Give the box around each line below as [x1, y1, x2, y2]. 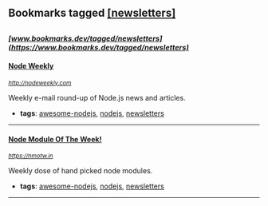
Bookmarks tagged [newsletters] [8, 6, 176, 20]
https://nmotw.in [8, 152, 53, 160]
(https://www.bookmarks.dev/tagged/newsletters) [8, 42, 190, 53]
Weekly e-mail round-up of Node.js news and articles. [8, 93, 186, 102]
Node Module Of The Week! [8, 134, 102, 144]
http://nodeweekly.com [8, 79, 72, 87]
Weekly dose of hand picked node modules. [8, 166, 153, 176]
